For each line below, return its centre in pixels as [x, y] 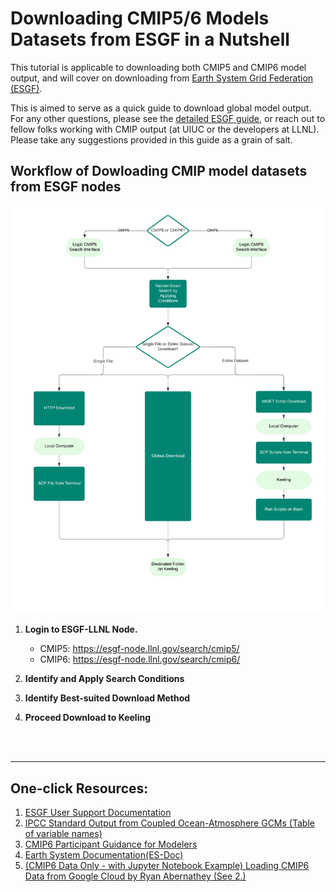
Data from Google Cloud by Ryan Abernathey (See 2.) [135, 876]
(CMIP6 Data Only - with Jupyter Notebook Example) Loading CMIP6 [167, 866]
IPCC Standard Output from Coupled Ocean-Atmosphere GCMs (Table [169, 823]
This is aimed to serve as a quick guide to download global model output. [161, 108]
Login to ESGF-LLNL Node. [81, 629]
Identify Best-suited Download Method [107, 698]
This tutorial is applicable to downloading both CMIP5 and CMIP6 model [158, 67]
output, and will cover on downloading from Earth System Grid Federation [162, 78]
